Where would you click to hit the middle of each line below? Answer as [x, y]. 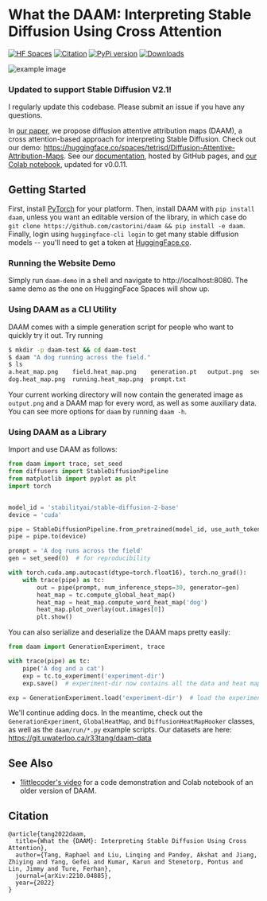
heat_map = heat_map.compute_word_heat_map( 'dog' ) [122, 602]
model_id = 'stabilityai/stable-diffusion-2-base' [94, 507]
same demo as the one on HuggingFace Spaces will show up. [109, 289]
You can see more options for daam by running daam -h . [98, 412]
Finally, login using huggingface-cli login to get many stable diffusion [124, 234]
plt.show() [55, 617]
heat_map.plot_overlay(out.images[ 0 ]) [101, 610]
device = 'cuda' [35, 515]
